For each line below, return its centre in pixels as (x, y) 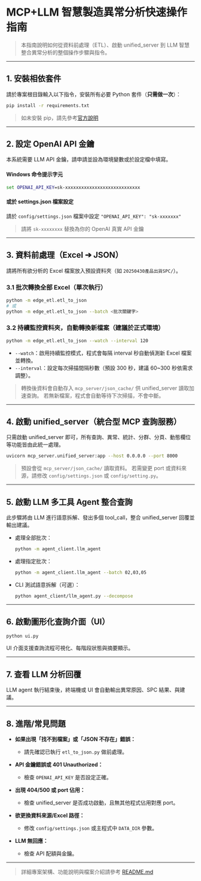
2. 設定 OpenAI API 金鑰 (50, 144)
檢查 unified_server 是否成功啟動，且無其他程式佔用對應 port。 (101, 803)
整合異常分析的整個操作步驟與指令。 (66, 52)
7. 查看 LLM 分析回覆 (44, 674)
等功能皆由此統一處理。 (35, 445)
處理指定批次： (33, 561)
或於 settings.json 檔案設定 (40, 202)
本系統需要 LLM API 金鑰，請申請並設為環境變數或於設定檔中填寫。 (89, 160)
